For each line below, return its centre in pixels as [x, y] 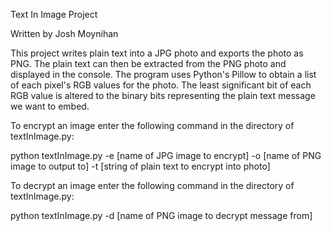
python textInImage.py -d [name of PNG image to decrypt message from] [161, 215]
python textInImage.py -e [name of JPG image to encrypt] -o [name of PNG [166, 155]
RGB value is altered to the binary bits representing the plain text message [163, 95]
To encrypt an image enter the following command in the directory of [152, 125]
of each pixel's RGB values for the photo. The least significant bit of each [161, 85]
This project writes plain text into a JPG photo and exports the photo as [157, 53]
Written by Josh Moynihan [64, 33]
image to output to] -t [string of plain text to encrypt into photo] [140, 166]
